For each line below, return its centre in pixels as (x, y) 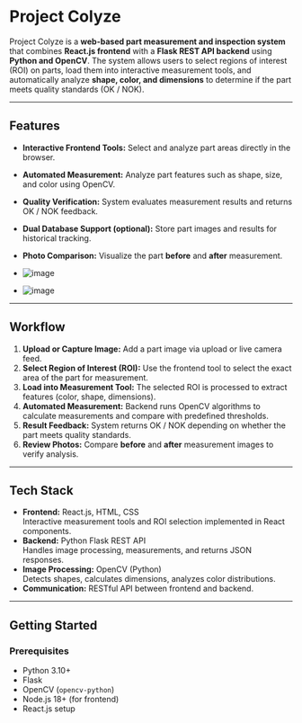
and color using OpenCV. (68, 184)
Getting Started (53, 625)
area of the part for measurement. (85, 377)
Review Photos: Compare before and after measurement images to (148, 444)
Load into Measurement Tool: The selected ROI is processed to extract (155, 387)
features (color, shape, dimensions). (89, 397)
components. (47, 531)
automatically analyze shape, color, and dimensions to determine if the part (151, 79)
